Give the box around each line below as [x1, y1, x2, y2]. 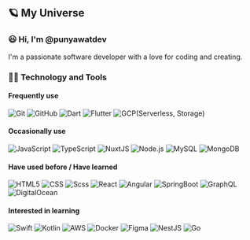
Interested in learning [8, 205, 80, 215]
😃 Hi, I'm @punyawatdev [8, 34, 108, 45]
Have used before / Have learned [8, 162, 118, 172]
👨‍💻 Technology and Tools [8, 72, 108, 83]
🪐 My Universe [8, 6, 85, 20]
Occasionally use [8, 127, 66, 136]
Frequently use [8, 91, 59, 101]
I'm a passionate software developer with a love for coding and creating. [8, 52, 243, 61]
